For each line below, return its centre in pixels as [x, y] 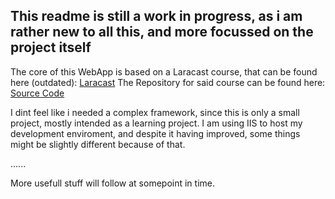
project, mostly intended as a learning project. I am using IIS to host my [156, 123]
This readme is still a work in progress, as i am [156, 16]
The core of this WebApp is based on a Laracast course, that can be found [164, 71]
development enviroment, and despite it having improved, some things [155, 133]
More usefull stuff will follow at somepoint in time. [113, 183]
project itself [51, 47]
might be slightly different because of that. [98, 144]
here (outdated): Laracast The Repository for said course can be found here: [168, 82]
